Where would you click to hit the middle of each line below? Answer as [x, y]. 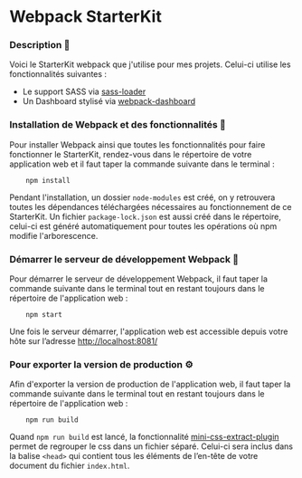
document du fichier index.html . [70, 466]
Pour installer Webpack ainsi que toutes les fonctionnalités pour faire [137, 144]
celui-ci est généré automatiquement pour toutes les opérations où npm [143, 226]
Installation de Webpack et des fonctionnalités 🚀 [118, 125]
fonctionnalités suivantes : [58, 74]
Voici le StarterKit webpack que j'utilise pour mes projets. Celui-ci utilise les [150, 64]
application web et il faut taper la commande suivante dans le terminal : [142, 164]
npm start [44, 315]
